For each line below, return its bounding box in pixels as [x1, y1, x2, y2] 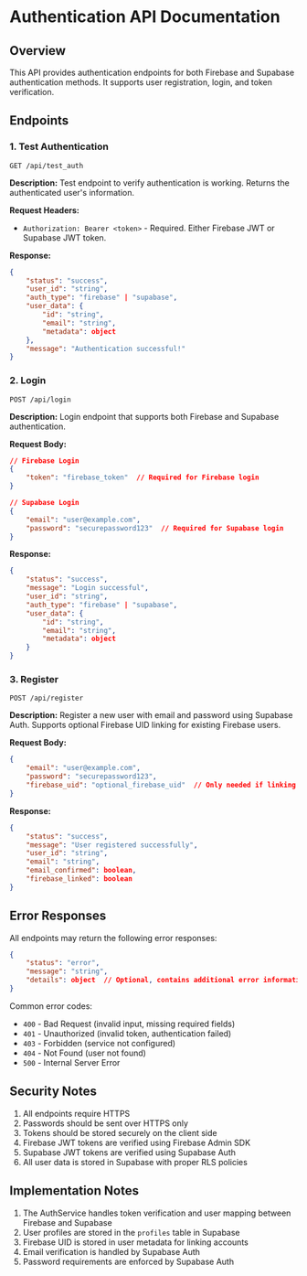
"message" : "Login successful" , [26, 584, 149, 593]
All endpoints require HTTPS [22, 1108, 131, 1119]
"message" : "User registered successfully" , [26, 840, 198, 850]
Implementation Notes [9, 1183, 140, 1199]
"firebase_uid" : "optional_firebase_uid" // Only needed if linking [26, 780, 297, 790]
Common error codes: [9, 1000, 93, 1012]
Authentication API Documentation [9, 6, 281, 27]
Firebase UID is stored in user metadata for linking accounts [22, 1237, 249, 1248]
